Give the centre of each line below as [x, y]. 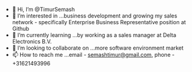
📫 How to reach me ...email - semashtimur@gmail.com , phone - [93, 55]
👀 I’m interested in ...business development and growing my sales [94, 16]
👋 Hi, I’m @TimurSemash [43, 9]
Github [20, 28]
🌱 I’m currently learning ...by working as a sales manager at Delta [94, 35]
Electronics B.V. [32, 41]
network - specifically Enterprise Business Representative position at [99, 22]
